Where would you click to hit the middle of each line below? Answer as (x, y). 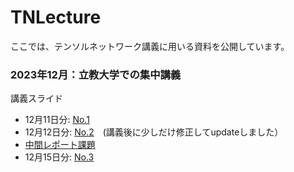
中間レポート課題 (60, 145)
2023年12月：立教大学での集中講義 (96, 74)
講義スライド (36, 98)
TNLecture (56, 17)
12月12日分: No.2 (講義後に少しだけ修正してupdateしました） (154, 132)
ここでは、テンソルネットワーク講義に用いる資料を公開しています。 (150, 46)
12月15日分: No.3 (59, 157)
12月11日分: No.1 (57, 120)
